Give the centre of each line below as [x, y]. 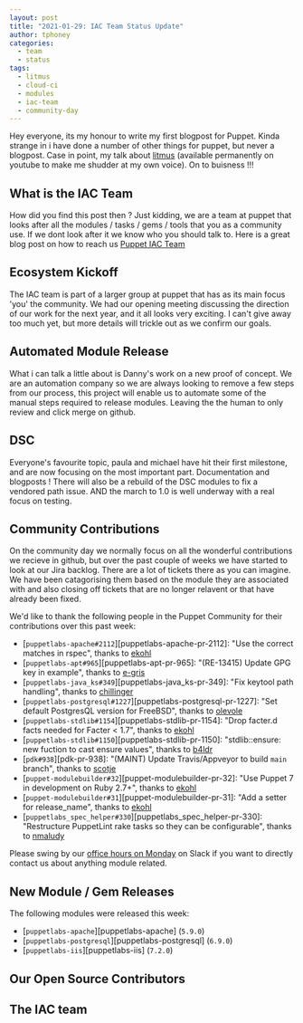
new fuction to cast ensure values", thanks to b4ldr [118, 750]
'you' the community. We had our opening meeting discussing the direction [149, 303]
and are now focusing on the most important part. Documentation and [139, 472]
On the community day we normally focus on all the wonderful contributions [151, 551]
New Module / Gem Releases [92, 891]
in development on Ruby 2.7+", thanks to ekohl [109, 788]
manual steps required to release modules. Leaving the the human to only [146, 402]
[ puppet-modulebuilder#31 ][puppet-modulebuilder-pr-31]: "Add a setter [155, 798]
